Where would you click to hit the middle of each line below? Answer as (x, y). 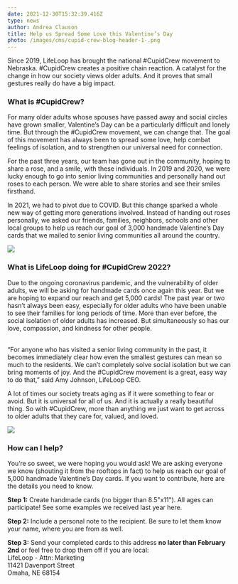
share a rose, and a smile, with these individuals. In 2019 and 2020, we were (119, 169)
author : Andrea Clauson (43, 27)
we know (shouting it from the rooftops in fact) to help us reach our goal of (117, 471)
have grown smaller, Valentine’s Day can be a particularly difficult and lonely (119, 124)
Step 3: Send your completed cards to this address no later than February (117, 543)
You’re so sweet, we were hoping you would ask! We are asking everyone (115, 464)
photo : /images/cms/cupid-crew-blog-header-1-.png (84, 41)
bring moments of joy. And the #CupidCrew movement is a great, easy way (117, 372)
